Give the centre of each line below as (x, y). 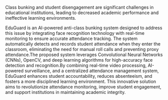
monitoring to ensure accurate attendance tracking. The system (71, 38)
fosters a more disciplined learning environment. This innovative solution (81, 81)
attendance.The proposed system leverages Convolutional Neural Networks (84, 55)
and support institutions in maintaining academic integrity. (66, 92)
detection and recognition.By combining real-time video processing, (76, 65)
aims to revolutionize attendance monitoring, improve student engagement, (83, 87)
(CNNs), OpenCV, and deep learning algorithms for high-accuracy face (79, 60)
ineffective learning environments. (41, 18)
